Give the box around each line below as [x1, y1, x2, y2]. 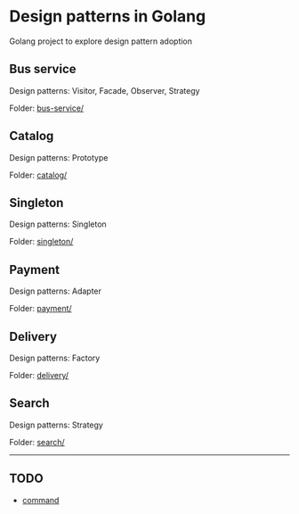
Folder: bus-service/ [9, 103, 85, 113]
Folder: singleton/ [9, 236, 74, 247]
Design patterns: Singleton [9, 219, 107, 229]
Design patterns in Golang [9, 6, 206, 27]
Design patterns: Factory [9, 352, 101, 363]
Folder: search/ [9, 436, 65, 447]
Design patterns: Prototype [9, 152, 109, 162]
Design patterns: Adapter [9, 286, 102, 296]
